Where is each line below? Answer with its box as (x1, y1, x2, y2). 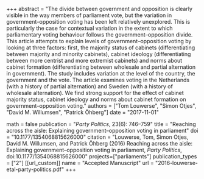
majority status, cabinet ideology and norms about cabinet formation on (6, 96, 187, 103)
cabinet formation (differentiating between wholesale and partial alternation (6, 63, 196, 71)
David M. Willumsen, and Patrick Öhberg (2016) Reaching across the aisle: (6, 140, 193, 147)
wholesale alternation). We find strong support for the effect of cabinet (6, 89, 184, 96)
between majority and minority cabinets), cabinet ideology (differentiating (6, 51, 191, 57)
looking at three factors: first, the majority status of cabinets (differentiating (6, 44, 195, 51)
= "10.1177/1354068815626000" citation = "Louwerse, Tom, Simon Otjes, (6, 133, 189, 141)
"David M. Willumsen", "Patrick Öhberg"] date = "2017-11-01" (6, 109, 160, 116)
